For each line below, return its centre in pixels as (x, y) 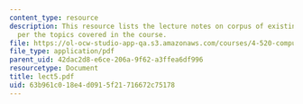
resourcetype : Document (54, 69)
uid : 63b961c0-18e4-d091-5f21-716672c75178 (92, 85)
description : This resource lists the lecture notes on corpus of (137, 26)
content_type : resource (54, 18)
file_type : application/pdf (62, 52)
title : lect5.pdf (42, 77)
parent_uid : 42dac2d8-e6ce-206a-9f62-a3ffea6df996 (106, 60)
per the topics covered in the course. (92, 34)
